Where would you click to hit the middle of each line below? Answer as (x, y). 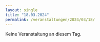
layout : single (22, 10)
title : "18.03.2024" (27, 15)
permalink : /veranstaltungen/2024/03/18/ (50, 19)
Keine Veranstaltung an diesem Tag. (43, 34)
